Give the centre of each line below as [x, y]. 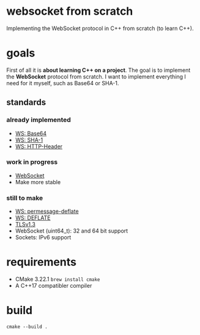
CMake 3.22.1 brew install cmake [57, 279]
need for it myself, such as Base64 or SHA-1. [63, 83]
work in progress [32, 162]
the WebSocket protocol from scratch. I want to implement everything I [96, 76]
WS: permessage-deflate [47, 211]
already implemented [39, 120]
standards [26, 102]
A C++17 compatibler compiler [54, 286]
